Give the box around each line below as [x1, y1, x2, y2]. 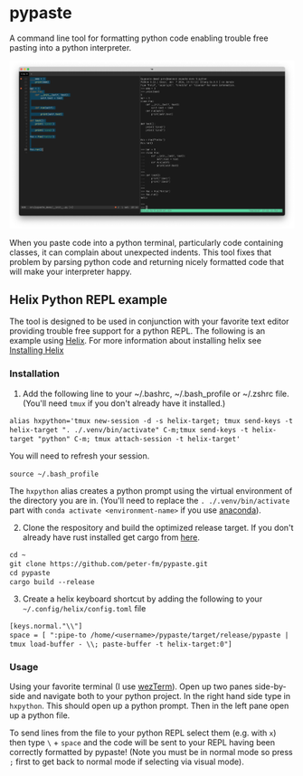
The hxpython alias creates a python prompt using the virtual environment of [9, 485, 293, 496]
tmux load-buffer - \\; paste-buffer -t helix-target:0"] [9, 639, 232, 648]
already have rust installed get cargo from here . [22, 532, 201, 543]
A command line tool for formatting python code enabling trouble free [9, 33, 269, 43]
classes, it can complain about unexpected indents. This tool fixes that [9, 247, 272, 258]
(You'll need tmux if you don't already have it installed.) [22, 397, 226, 409]
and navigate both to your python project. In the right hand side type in [26, 690, 291, 701]
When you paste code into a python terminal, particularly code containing [9, 237, 283, 248]
